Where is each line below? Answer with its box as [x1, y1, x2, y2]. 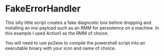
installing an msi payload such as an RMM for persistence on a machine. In [5, 24, 159, 30]
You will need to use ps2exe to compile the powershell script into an [5, 39, 145, 45]
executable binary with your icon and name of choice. [5, 45, 116, 51]
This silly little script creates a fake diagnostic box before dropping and [5, 19, 151, 25]
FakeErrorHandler [5, 3, 81, 14]
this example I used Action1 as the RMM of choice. [5, 30, 109, 36]
